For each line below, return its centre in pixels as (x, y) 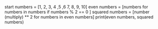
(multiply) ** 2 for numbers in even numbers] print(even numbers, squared (79, 17)
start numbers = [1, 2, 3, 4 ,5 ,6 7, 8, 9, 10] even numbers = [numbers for (76, 7)
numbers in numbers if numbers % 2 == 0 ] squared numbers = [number (77, 12)
